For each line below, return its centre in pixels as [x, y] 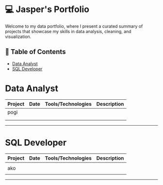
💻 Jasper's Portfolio [47, 9]
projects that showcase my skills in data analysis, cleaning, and [68, 31]
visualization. [18, 37]
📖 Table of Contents [35, 52]
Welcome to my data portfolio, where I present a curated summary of [74, 26]
